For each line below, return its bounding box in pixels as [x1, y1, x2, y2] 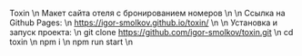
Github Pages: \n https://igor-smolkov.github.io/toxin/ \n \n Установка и [9, 17, 278, 28]
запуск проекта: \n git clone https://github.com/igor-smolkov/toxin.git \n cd [9, 27, 294, 37]
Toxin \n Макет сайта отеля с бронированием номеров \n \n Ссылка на [9, 8, 286, 18]
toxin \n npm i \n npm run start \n [9, 36, 134, 47]
